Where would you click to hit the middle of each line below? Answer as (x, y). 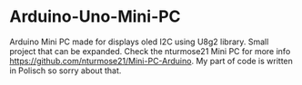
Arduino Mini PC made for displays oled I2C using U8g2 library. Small (139, 42)
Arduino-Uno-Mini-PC (95, 17)
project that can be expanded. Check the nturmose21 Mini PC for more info (150, 51)
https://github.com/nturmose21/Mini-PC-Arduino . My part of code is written (151, 61)
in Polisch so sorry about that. (65, 71)
